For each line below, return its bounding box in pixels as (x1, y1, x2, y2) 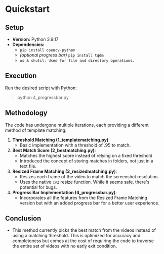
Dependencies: (12, 42, 44, 48)
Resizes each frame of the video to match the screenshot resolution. (19, 173, 159, 179)
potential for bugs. (19, 184, 57, 190)
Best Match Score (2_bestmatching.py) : (12, 147, 96, 153)
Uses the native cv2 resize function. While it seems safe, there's (19, 179, 150, 185)
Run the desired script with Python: (5, 85, 77, 91)
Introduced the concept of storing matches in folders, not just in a (19, 157, 154, 164)
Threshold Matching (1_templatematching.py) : (12, 137, 110, 143)
